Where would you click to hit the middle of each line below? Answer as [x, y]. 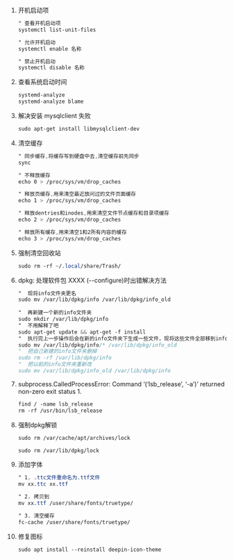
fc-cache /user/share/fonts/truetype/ [74, 522]
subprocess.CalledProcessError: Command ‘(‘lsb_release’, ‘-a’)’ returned [121, 384]
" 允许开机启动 [37, 42]
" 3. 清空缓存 [36, 516]
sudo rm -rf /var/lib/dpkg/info [65, 358]
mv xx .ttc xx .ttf [43, 484]
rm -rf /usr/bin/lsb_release [60, 411]
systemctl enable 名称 [50, 49]
